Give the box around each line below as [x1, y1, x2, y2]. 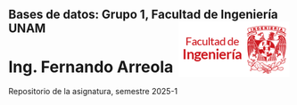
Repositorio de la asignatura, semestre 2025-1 [8, 86, 178, 97]
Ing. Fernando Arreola [8, 57, 174, 77]
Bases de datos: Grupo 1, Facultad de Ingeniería [8, 7, 278, 22]
